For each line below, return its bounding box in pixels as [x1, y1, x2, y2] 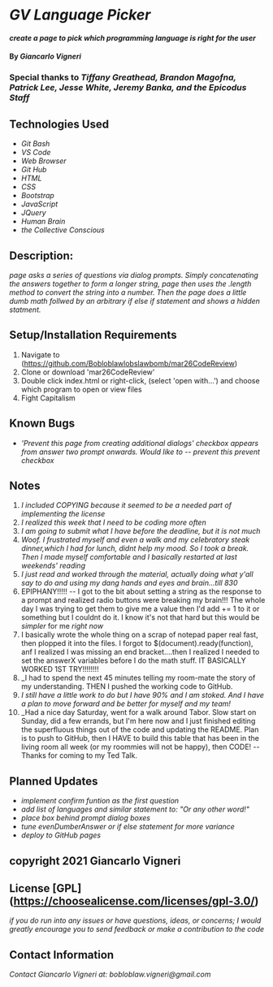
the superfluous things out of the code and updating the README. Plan [20, 725, 259, 734]
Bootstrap [20, 191, 55, 201]
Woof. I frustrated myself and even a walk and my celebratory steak [20, 535, 250, 545]
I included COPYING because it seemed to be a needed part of [20, 500, 232, 510]
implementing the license [20, 509, 106, 519]
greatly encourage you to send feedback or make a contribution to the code [9, 924, 265, 934]
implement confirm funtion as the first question [20, 796, 180, 806]
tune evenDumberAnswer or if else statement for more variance [20, 822, 235, 832]
